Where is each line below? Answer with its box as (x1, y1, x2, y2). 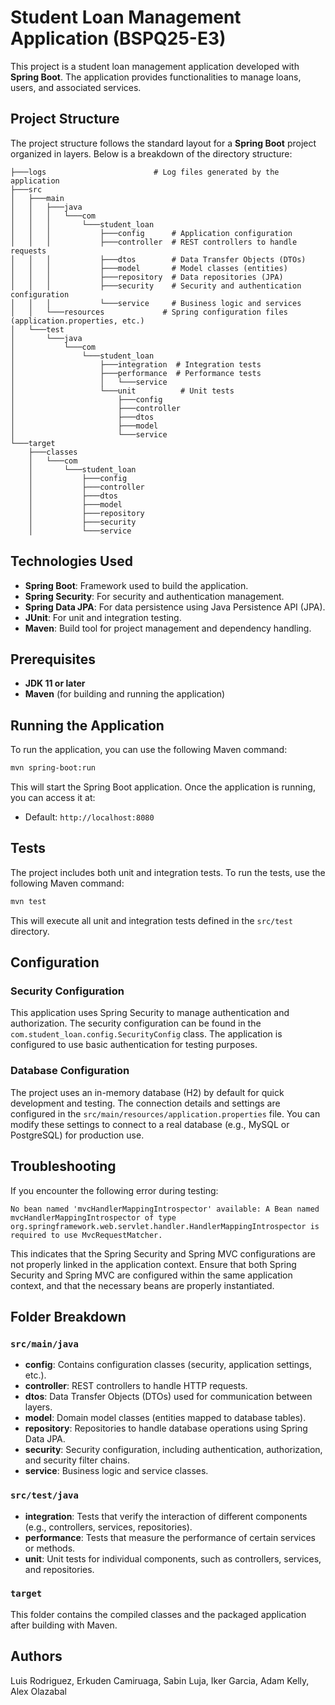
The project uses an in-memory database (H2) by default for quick (10, 1086, 285, 1098)
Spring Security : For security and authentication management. (24, 590, 285, 602)
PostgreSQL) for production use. (10, 1129, 145, 1141)
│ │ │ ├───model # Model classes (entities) (10, 263, 288, 273)
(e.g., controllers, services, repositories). (24, 1521, 193, 1533)
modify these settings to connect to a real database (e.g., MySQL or (10, 1118, 290, 1130)
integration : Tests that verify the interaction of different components (24, 1510, 308, 1522)
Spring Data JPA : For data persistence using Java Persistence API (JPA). (24, 601, 326, 613)
